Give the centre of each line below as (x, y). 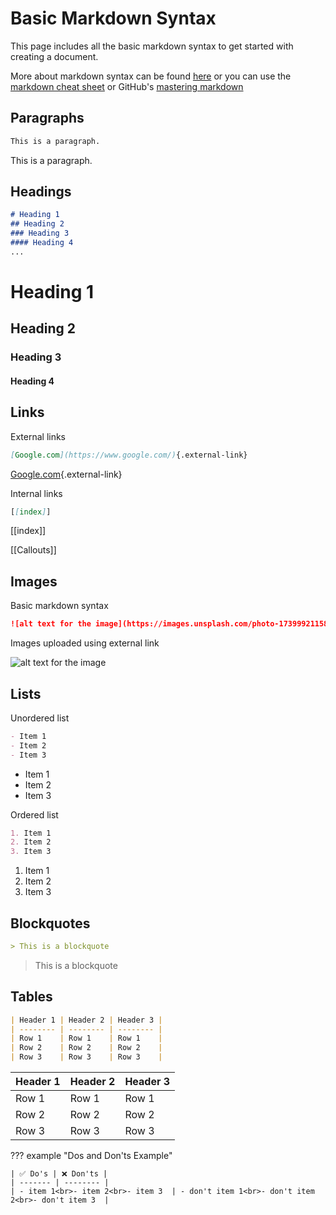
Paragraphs (47, 118)
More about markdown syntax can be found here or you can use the (151, 76)
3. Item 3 (31, 852)
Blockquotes (50, 923)
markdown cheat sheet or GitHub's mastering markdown (127, 86)
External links (38, 436)
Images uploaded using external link (85, 643)
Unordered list (40, 718)
